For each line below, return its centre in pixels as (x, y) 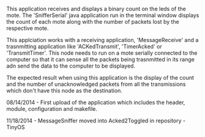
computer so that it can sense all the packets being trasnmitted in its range (100, 59)
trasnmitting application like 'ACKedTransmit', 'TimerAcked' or (84, 46)
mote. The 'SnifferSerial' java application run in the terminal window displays (103, 15)
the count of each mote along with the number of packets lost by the (93, 22)
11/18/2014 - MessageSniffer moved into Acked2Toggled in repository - (96, 121)
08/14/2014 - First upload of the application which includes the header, (96, 102)
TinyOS (16, 127)
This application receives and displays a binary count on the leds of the (96, 9)
